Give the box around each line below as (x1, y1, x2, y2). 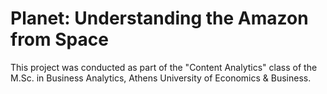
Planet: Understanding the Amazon (10, 7, 309, 30)
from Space (10, 28, 109, 51)
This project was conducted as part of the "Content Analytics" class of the (10, 61, 318, 73)
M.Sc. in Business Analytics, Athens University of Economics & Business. (10, 72, 312, 84)
